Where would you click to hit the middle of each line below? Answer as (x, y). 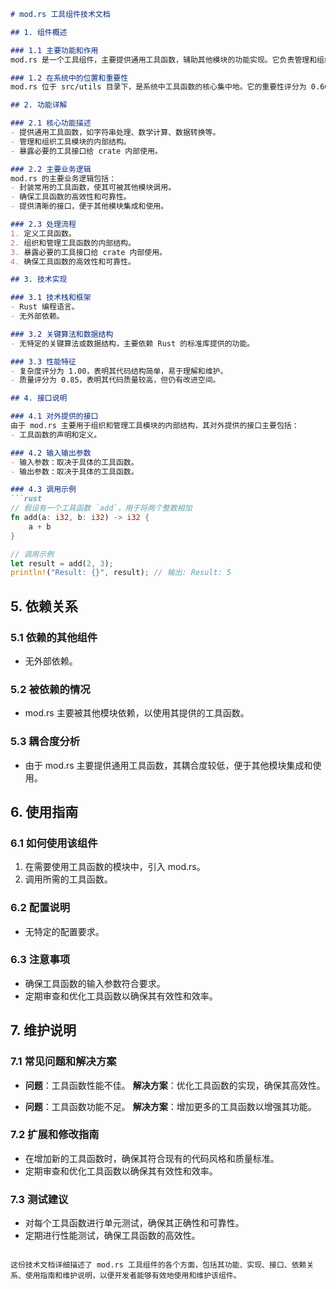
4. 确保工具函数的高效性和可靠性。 (73, 261)
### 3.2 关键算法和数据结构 (62, 334)
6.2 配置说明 (40, 908)
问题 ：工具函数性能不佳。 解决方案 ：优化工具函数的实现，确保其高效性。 (175, 1085)
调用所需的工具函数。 (68, 879)
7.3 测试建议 (39, 1199)
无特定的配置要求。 (64, 931)
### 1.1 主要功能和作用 (54, 50)
